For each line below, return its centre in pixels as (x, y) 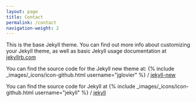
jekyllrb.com (21, 57)
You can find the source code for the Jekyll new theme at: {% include (90, 69)
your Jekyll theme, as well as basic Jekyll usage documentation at (86, 51)
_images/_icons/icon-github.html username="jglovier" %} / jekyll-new (91, 75)
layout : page (22, 11)
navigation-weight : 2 (33, 28)
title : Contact (25, 17)
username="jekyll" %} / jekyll (70, 93)
